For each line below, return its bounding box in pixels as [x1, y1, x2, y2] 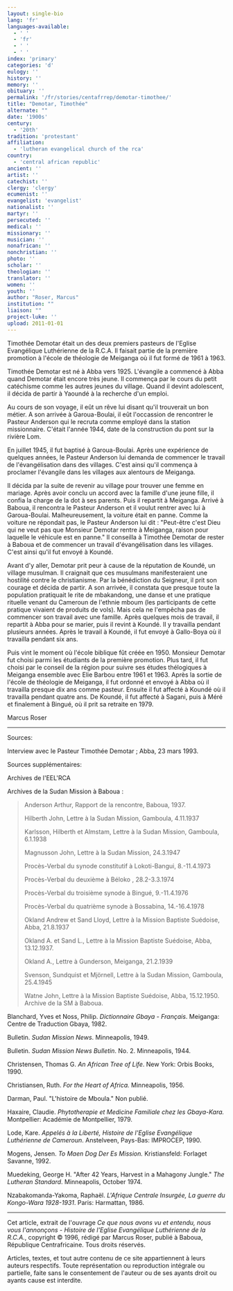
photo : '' [7, 255, 36, 262]
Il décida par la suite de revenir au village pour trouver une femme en [7, 481, 205, 489]
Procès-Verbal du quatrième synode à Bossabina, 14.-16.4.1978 [24, 902, 205, 910]
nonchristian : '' [7, 249, 58, 256]
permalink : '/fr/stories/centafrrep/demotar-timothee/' [7, 94, 172, 101]
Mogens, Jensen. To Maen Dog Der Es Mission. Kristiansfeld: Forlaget [7, 1149, 207, 1158]
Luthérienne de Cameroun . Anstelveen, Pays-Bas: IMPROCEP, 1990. [7, 1136, 202, 1144]
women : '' [7, 281, 36, 288]
